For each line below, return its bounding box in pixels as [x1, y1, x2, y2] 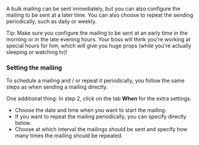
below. [14, 119, 32, 126]
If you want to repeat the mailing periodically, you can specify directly [14, 113, 187, 120]
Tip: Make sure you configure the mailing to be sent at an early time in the [6, 29, 188, 37]
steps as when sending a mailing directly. [6, 83, 108, 90]
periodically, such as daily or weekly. [6, 18, 97, 25]
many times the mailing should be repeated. [14, 132, 123, 140]
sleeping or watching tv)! [6, 49, 68, 56]
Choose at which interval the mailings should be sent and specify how [14, 126, 188, 133]
